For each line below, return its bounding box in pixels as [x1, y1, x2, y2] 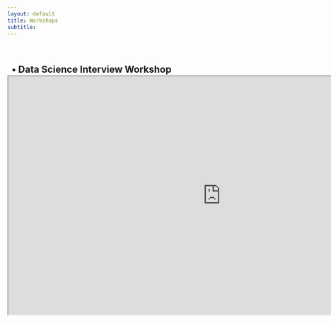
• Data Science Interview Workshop [11, 63, 172, 75]
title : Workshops [7, 17, 59, 24]
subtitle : [7, 23, 37, 30]
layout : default [7, 10, 55, 18]
